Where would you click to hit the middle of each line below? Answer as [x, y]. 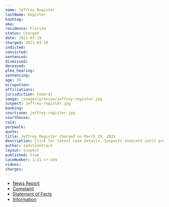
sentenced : [17, 57]
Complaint [23, 189]
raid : [11, 122]
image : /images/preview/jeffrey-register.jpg [54, 99]
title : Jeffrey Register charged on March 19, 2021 [60, 136]
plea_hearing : [20, 71]
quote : [12, 131]
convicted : [17, 52]
